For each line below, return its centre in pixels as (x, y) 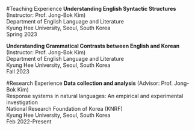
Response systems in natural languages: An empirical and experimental (95, 96)
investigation (22, 102)
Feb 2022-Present (29, 122)
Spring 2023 (22, 34)
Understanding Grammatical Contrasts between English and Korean (93, 46)
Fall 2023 (18, 71)
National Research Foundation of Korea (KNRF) (65, 109)
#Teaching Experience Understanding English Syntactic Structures (91, 9)
